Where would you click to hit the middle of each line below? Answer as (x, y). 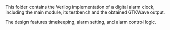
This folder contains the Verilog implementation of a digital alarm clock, (80, 7)
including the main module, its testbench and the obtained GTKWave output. (85, 12)
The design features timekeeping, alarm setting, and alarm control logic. (81, 22)
